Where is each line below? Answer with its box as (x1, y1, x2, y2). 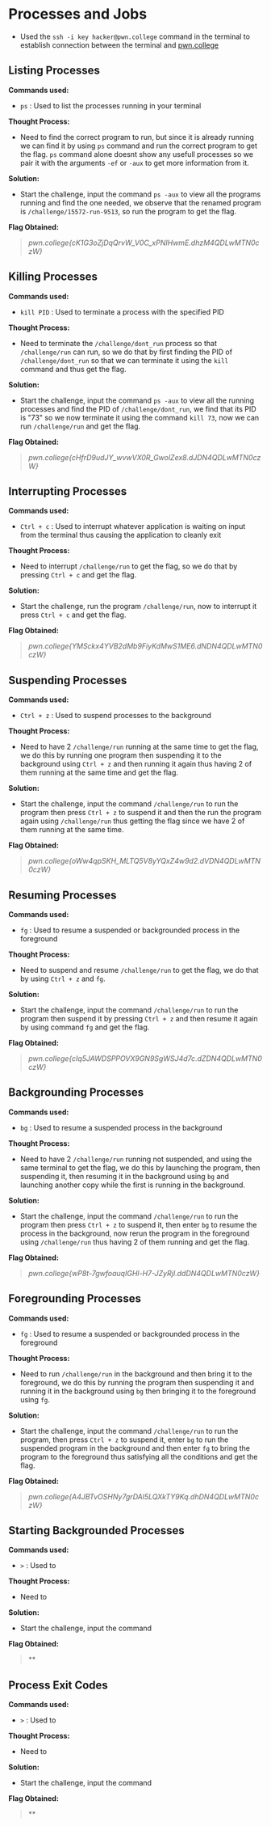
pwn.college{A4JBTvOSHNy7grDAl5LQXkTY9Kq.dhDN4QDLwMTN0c (27, 1491, 260, 1501)
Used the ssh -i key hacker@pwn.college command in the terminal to (19, 32, 250, 41)
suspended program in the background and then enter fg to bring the (19, 1443, 250, 1452)
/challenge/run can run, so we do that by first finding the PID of (19, 347, 232, 357)
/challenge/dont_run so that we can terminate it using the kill (19, 355, 229, 365)
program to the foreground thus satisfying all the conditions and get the (19, 1452, 258, 1461)
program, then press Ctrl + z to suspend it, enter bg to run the (19, 1435, 229, 1444)
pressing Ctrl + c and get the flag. (19, 570, 137, 580)
